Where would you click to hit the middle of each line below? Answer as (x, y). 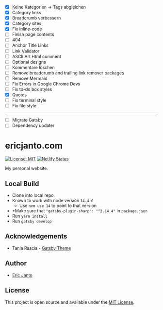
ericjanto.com (34, 146)
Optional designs (29, 62)
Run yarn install (30, 216)
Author (16, 264)
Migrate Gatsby (27, 120)
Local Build (22, 183)
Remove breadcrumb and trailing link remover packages (68, 73)
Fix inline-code (27, 29)
